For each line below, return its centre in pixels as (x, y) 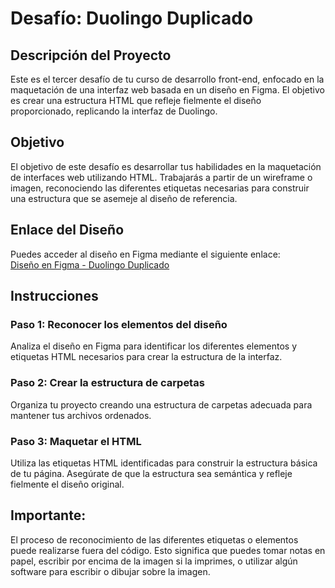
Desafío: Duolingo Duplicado (132, 18)
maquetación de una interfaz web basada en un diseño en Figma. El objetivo (167, 90)
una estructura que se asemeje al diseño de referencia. (124, 198)
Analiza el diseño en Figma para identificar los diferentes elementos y (154, 346)
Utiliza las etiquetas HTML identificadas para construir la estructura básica (164, 463)
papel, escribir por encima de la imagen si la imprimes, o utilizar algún (154, 561)
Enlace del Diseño (67, 230)
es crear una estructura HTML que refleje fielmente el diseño (136, 100)
